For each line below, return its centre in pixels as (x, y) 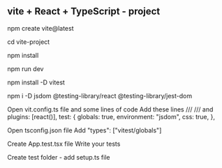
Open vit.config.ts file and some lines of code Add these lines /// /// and (110, 109)
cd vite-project (29, 42)
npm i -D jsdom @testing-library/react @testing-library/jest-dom (100, 96)
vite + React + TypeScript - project (84, 12)
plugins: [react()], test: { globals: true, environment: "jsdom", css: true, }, (111, 116)
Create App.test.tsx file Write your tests (64, 144)
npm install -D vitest (36, 82)
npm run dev (25, 68)
